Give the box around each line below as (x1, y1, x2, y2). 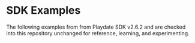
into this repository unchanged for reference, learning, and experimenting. (6, 29, 190, 36)
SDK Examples (6, 4, 81, 17)
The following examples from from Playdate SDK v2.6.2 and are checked (6, 23, 186, 30)
